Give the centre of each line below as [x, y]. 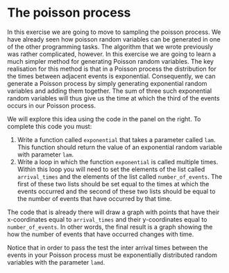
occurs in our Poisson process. [51, 105]
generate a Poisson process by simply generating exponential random [107, 83]
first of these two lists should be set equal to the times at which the [113, 184]
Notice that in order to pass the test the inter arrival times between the [108, 247]
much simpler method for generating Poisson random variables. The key [110, 61]
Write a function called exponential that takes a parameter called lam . [117, 139]
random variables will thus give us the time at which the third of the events [113, 98]
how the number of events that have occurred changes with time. [101, 234]
